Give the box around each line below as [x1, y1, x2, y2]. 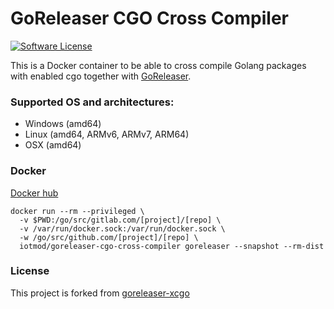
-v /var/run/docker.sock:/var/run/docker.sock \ [19, 223, 226, 234]
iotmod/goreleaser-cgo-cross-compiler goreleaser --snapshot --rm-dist [19, 241, 325, 251]
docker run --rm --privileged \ [10, 206, 145, 216]
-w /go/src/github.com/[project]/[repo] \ [19, 232, 199, 242]
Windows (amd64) [24, 118, 102, 130]
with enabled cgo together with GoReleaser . [10, 70, 192, 82]
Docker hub [10, 187, 59, 199]
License [10, 264, 50, 278]
